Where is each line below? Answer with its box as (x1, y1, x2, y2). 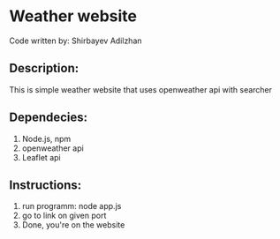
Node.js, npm (21, 133, 72, 144)
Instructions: (9, 177, 82, 192)
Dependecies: (9, 110, 88, 125)
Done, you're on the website (21, 220, 125, 230)
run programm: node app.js (21, 201, 122, 212)
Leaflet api (21, 152, 61, 162)
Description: (9, 61, 79, 76)
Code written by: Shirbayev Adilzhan (9, 35, 143, 46)
